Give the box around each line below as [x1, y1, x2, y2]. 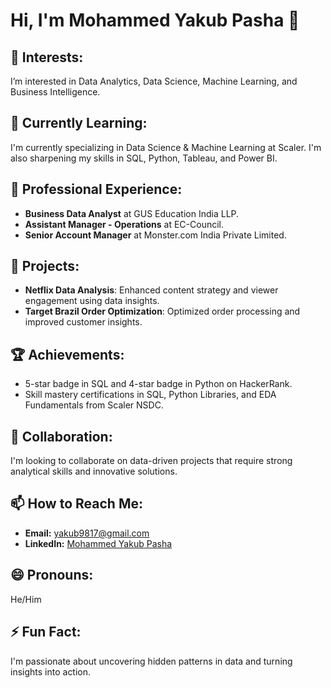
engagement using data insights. [24, 295, 160, 307]
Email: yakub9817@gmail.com [24, 527, 150, 539]
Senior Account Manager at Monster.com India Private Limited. [24, 229, 287, 241]
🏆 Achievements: [10, 346, 125, 363]
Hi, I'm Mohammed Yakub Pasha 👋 [10, 9, 300, 32]
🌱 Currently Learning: [10, 115, 148, 132]
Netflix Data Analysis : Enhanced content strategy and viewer [24, 284, 279, 296]
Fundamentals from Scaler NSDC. [24, 399, 164, 411]
